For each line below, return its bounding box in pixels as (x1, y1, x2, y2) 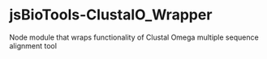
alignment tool (9, 40, 58, 50)
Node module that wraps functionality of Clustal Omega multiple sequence (9, 32, 259, 42)
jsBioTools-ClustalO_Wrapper (9, 6, 213, 24)
